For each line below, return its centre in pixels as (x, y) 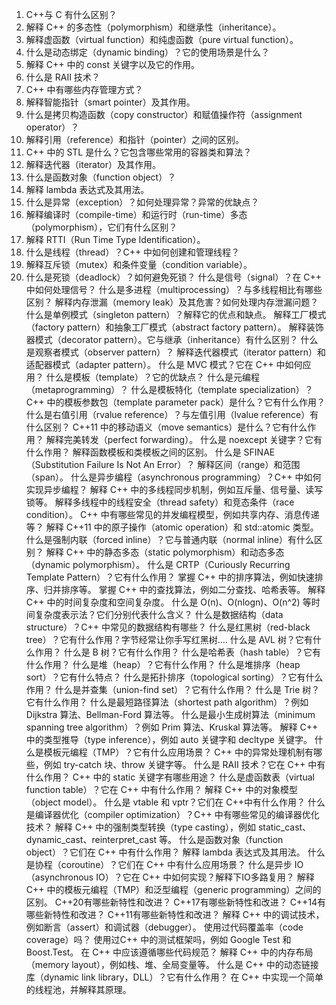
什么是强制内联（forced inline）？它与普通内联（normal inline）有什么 (170, 539)
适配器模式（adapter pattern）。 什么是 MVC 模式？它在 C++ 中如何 (164, 364)
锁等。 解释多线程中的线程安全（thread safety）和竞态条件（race (160, 502)
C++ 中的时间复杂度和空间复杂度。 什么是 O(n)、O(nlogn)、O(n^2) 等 (168, 602)
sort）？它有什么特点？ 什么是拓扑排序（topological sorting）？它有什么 (174, 677)
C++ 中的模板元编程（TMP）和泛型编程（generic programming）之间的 (173, 889)
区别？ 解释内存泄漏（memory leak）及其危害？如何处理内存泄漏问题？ (172, 302)
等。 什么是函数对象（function (221, 839)
